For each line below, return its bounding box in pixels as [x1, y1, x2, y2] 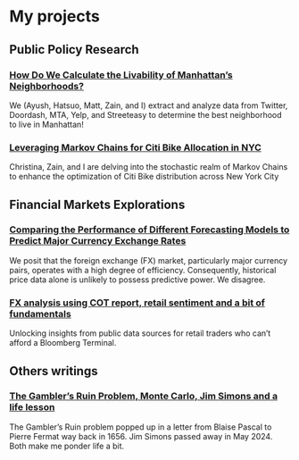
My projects [9, 6, 100, 27]
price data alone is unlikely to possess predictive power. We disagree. [9, 274, 266, 285]
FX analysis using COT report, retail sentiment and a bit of [9, 297, 266, 309]
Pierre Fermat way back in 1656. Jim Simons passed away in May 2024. [9, 431, 273, 441]
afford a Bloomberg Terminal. [9, 338, 117, 348]
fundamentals [9, 307, 71, 320]
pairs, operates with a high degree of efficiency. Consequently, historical [9, 264, 277, 275]
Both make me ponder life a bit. [9, 440, 125, 451]
